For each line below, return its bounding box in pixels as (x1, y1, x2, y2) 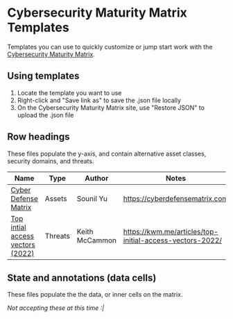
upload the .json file (17, 111, 74, 119)
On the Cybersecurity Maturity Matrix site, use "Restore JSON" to (17, 103, 205, 112)
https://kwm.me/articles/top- (123, 227, 218, 236)
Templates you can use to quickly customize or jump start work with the (7, 42, 213, 51)
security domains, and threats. (7, 156, 94, 165)
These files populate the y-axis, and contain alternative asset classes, (7, 149, 207, 158)
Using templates (7, 70, 80, 82)
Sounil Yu (76, 193, 107, 203)
